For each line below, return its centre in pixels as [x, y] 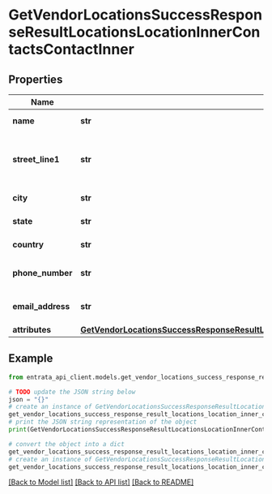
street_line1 [36, 159]
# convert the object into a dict [67, 444]
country [28, 245]
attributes [32, 330]
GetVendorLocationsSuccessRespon [136, 15]
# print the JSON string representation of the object [103, 422]
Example [31, 359]
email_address [41, 306]
